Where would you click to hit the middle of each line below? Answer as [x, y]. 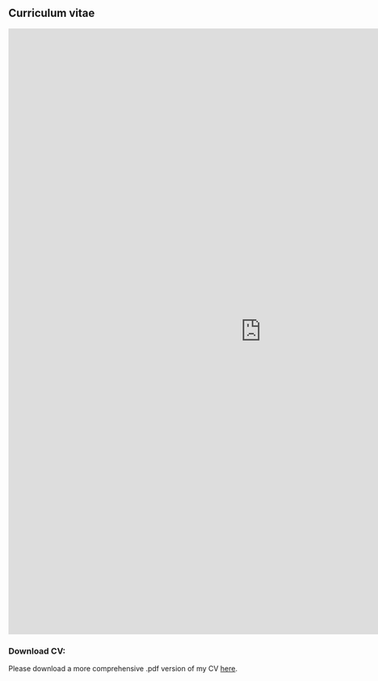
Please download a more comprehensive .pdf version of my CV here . [123, 669]
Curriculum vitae [52, 13]
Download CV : [37, 651]
